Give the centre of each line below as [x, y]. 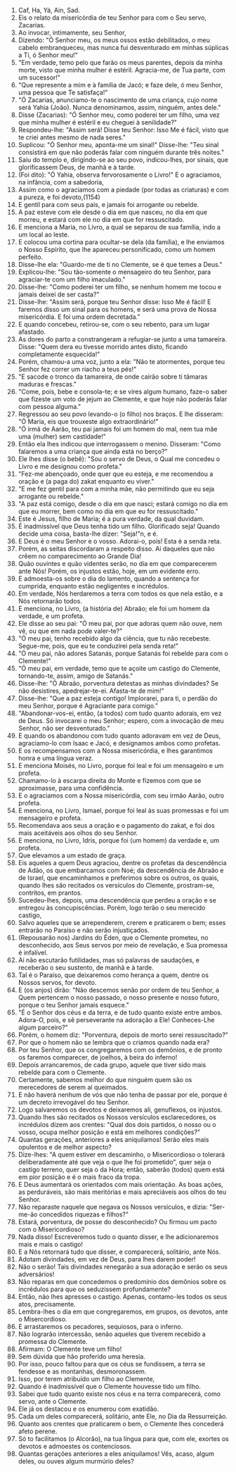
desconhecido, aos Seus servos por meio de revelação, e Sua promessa [123, 945]
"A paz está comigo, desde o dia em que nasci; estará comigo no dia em [123, 504]
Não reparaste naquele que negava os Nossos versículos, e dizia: [113, 1207]
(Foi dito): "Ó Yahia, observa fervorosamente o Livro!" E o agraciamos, [120, 175]
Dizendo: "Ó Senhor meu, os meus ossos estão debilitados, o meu [114, 40]
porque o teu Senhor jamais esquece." [73, 1005]
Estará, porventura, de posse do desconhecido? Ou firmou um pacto [117, 1222]
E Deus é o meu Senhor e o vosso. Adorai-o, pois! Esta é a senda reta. [120, 541]
